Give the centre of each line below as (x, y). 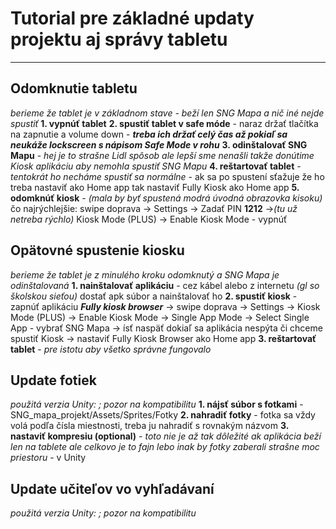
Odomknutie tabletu (74, 88)
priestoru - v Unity (48, 458)
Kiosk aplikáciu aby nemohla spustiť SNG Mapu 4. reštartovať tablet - (156, 166)
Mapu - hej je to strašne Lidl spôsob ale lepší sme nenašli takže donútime (162, 155)
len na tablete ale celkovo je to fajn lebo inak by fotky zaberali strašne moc (165, 447)
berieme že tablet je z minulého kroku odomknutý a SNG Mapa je (145, 274)
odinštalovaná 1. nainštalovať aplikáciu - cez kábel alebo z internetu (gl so (165, 285)
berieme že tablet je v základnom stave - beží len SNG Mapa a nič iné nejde (167, 113)
